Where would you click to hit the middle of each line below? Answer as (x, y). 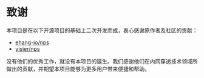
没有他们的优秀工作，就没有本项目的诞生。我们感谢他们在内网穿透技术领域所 (102, 61)
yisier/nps (28, 48)
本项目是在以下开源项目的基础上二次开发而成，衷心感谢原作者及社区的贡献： (102, 30)
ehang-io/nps (32, 42)
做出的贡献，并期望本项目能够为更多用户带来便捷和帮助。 (78, 69)
